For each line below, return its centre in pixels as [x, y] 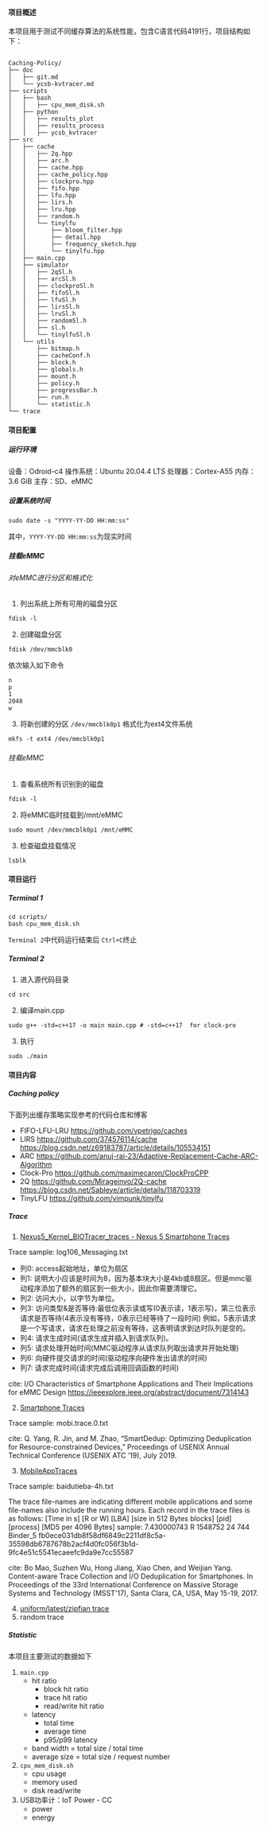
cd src [19, 995]
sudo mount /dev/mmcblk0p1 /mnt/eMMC [71, 830]
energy [43, 1817]
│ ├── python [33, 112]
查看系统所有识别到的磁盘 [62, 784]
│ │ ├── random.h [44, 216]
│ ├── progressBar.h [53, 391]
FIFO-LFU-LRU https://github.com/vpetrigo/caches [104, 1131]
